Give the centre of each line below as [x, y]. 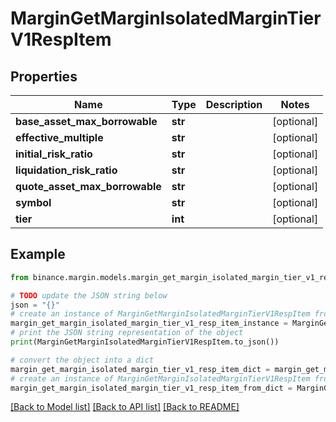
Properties [44, 76]
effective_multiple [59, 137]
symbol [33, 202]
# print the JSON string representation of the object [127, 333]
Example [38, 254]
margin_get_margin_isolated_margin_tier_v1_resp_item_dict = [140, 369]
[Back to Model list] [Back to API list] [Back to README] [125, 407]
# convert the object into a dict [82, 360]
